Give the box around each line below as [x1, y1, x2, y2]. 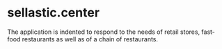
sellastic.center [7, 5, 100, 21]
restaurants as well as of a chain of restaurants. [22, 35, 159, 43]
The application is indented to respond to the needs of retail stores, [7, 28, 200, 36]
